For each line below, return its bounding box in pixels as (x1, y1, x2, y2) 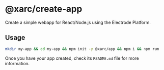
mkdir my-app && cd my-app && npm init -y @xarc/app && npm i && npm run (5, 46, 160, 52)
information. (5, 60, 30, 66)
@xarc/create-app (5, 3, 82, 15)
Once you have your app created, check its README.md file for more (5, 55, 139, 61)
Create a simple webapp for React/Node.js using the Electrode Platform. (5, 19, 151, 25)
